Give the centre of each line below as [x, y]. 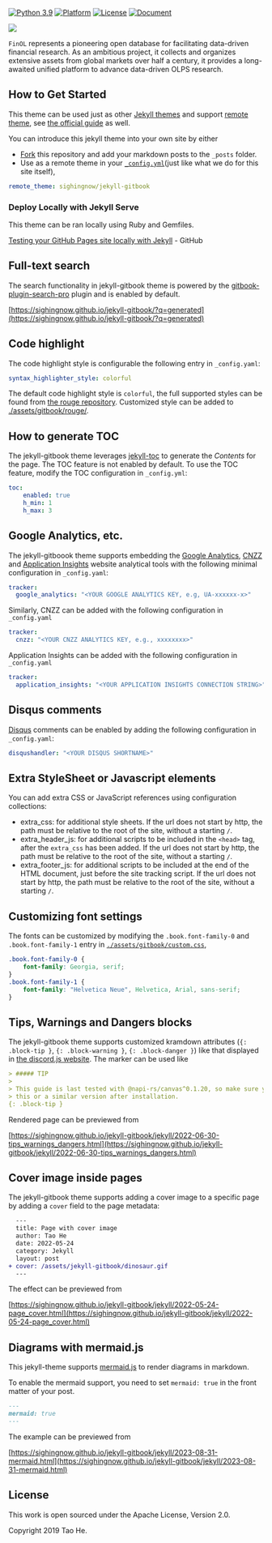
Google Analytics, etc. [66, 536]
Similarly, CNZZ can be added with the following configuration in [116, 610]
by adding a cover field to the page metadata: [84, 1206]
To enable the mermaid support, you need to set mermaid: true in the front [132, 1383]
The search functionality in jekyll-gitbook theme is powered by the [119, 285]
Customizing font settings [76, 916]
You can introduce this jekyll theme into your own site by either [113, 139]
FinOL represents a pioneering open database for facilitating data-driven [129, 43]
